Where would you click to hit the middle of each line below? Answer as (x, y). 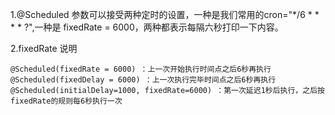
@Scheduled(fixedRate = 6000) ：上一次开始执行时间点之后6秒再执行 (141, 69)
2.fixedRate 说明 (44, 48)
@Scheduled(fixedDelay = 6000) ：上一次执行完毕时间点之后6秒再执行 (143, 80)
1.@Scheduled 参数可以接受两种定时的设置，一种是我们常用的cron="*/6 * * (165, 14)
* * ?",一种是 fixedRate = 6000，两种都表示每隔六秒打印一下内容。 (147, 27)
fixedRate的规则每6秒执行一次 (66, 101)
